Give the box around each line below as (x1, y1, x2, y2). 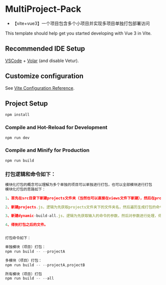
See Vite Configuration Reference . (5, 85, 75, 91)
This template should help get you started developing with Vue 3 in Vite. (5, 30, 152, 36)
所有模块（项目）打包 (5, 271, 42, 277)
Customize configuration (5, 72, 84, 80)
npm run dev (5, 135, 30, 140)
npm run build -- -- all (5, 276, 54, 281)
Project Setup (5, 99, 48, 107)
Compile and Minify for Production (5, 147, 90, 154)
